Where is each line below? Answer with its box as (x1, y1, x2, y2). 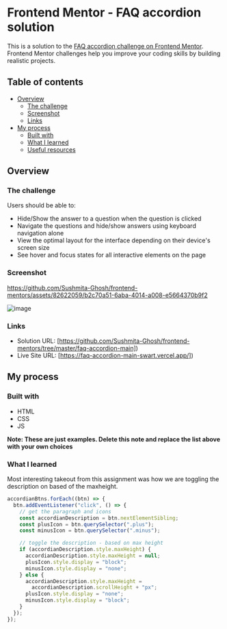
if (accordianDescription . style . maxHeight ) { (19, 546, 152, 553)
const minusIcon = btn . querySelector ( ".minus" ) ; (19, 527, 161, 535)
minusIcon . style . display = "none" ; (25, 565, 127, 572)
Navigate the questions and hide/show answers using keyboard (16, 222, 196, 230)
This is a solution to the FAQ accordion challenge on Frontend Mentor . (7, 42, 204, 50)
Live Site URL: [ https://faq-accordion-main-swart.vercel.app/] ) (16, 351, 193, 360)
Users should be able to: (7, 201, 77, 209)
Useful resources (27, 145, 77, 153)
